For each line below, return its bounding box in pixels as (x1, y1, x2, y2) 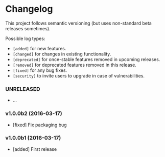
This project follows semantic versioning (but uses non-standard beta (5, 20, 152, 26)
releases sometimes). (5, 25, 51, 31)
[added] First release (12, 146, 57, 152)
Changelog (5, 3, 53, 15)
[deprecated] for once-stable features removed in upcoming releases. (12, 56, 160, 62)
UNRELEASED (5, 85, 40, 92)
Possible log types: (5, 35, 45, 42)
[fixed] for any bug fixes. (12, 67, 67, 73)
